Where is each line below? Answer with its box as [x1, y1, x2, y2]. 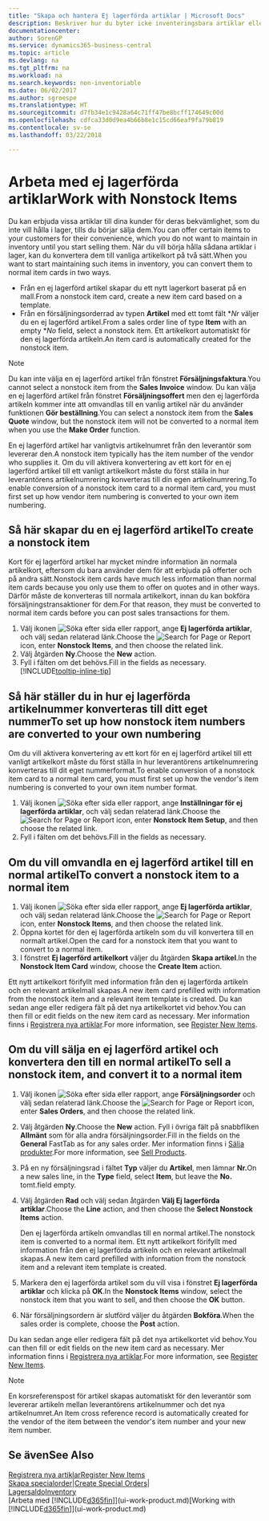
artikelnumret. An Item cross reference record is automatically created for [8, 1408, 249, 1418]
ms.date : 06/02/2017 [8, 86, 78, 95]
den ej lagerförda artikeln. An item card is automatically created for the [19, 334, 251, 343]
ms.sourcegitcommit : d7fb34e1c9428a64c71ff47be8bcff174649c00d [8, 109, 224, 117]
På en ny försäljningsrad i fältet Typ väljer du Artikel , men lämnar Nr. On [19, 1162, 257, 1172]
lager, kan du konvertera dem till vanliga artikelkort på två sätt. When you [8, 250, 247, 260]
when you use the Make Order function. [8, 424, 141, 434]
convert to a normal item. [19, 944, 103, 954]
